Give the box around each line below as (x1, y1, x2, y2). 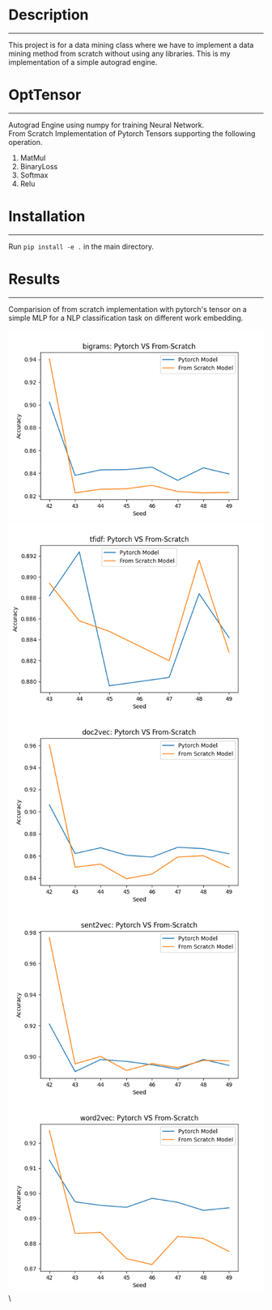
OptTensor (8, 86, 82, 105)
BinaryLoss (19, 161, 58, 171)
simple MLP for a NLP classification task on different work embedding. (8, 313, 244, 322)
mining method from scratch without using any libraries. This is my (8, 49, 231, 58)
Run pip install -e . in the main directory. (8, 241, 155, 251)
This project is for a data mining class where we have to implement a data (8, 40, 254, 49)
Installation (8, 207, 86, 226)
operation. (8, 137, 43, 147)
